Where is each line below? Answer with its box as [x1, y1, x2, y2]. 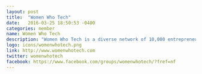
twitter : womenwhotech [6, 53, 63, 59]
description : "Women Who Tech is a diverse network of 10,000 [6, 36, 165, 42]
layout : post [6, 8, 39, 15]
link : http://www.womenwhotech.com [6, 48, 96, 54]
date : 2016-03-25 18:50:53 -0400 [6, 20, 96, 26]
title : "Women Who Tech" [6, 14, 71, 20]
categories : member [6, 25, 55, 32]
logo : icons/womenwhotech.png [6, 42, 82, 48]
